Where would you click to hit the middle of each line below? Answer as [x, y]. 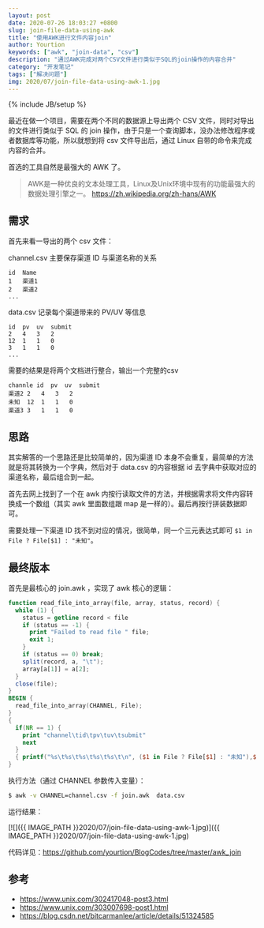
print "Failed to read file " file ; [89, 633]
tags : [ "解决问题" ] [38, 74]
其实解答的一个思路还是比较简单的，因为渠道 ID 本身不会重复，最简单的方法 [131, 457]
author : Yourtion [37, 45]
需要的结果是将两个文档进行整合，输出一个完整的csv [93, 370]
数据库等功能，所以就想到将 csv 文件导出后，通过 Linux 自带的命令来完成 [133, 140]
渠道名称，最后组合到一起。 [53, 477]
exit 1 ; [42, 640]
